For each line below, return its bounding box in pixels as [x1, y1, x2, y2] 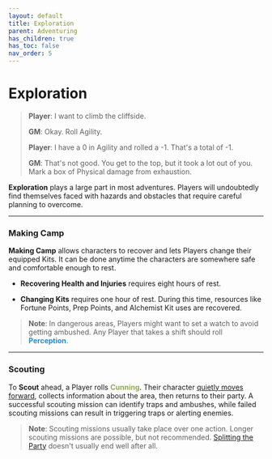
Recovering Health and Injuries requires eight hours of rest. [19, 278, 221, 288]
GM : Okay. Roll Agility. [28, 126, 103, 136]
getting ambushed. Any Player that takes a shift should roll [28, 327, 223, 337]
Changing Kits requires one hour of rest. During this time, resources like [19, 295, 261, 304]
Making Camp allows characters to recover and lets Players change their [8, 246, 253, 256]
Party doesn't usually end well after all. [28, 440, 158, 450]
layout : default [8, 11, 63, 20]
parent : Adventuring [8, 27, 79, 35]
